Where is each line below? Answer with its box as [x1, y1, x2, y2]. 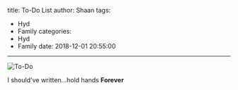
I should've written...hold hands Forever [7, 76, 124, 84]
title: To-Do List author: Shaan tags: [7, 6, 111, 14]
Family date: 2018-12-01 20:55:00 [17, 42, 116, 50]
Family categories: [17, 27, 72, 35]
